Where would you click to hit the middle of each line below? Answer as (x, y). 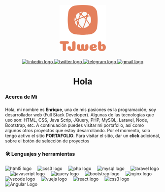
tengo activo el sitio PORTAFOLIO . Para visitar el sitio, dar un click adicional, (83, 136)
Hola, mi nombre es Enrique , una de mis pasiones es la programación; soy (81, 110)
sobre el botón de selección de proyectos (47, 141)
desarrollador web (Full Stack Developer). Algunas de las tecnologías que (80, 114)
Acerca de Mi (21, 97)
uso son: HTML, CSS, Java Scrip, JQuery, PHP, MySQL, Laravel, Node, (77, 120)
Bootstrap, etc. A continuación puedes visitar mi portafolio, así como (75, 125)
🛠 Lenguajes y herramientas (40, 154)
